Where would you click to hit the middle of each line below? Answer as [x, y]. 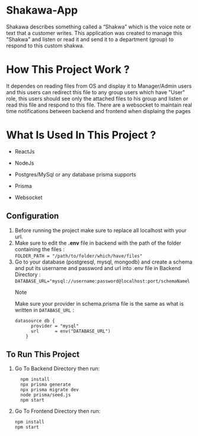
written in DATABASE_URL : [44, 310]
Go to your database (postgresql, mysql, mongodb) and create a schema [103, 262]
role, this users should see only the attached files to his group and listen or [97, 98]
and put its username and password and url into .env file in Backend [98, 268]
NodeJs [24, 163]
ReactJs [25, 151]
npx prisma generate [46, 385]
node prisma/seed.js [46, 395]
